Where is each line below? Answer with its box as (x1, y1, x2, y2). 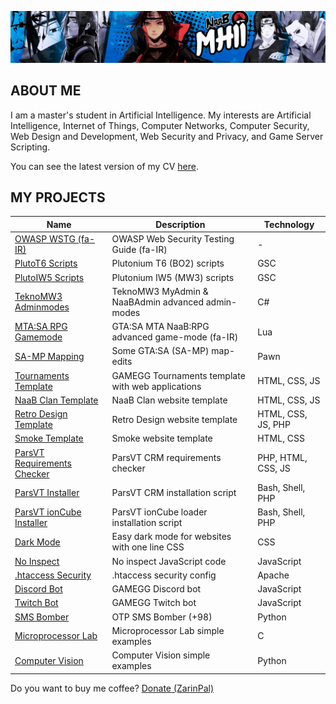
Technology (263, 218, 315, 230)
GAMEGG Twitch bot (111, 597, 197, 609)
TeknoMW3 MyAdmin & (111, 285, 209, 297)
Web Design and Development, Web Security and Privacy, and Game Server (10, 130, 324, 142)
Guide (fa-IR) (111, 244, 168, 256)
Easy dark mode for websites (111, 531, 232, 543)
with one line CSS (111, 541, 185, 553)
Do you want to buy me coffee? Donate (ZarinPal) (10, 682, 215, 694)
